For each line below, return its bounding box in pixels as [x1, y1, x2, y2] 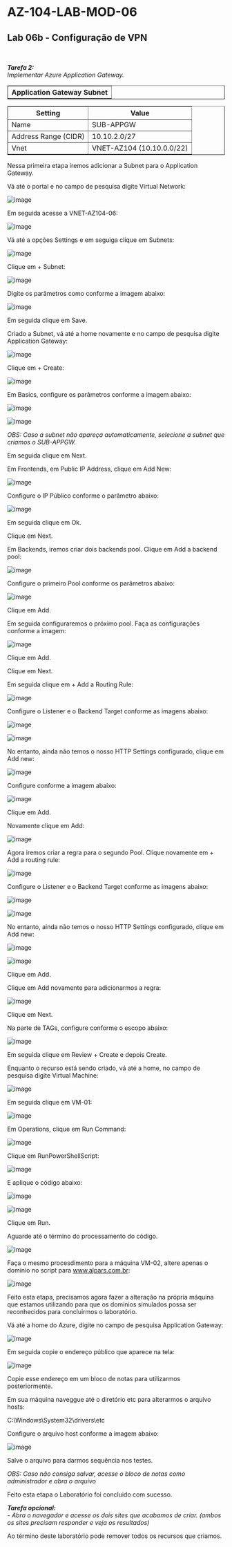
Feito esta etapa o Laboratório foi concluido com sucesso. [7, 1490, 173, 1499]
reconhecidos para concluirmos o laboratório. [7, 1308, 137, 1315]
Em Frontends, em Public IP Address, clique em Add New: [7, 465, 172, 473]
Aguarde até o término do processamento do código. [7, 1232, 158, 1240]
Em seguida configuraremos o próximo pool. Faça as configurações [7, 619, 200, 628]
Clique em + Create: [7, 364, 64, 372]
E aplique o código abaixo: [7, 1179, 83, 1186]
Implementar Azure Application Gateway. [7, 71, 124, 79]
